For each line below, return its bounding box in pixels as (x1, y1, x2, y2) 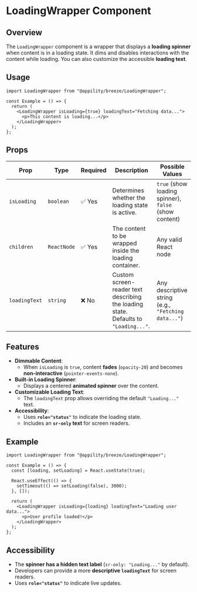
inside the (112, 246, 140, 255)
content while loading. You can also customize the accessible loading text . (6, 56, 188, 62)
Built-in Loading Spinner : (14, 376, 77, 383)
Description (115, 166, 148, 174)
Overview (6, 28, 43, 38)
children (9, 243, 33, 250)
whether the (112, 194, 145, 202)
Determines (112, 186, 145, 194)
